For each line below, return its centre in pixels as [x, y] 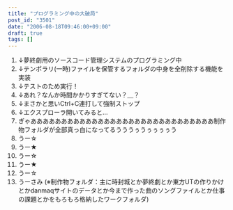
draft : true [25, 33]
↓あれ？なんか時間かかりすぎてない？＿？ [79, 95]
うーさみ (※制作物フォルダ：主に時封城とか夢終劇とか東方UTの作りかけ [121, 182]
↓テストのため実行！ [48, 86]
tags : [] [21, 40]
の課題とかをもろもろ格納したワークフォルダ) [83, 200]
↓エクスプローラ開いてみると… [63, 113]
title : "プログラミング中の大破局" [53, 14]
